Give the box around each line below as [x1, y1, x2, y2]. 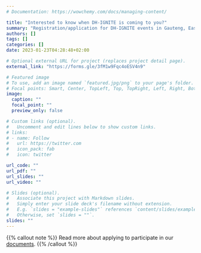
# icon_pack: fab [6, 146, 55, 152]
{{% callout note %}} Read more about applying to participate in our [6, 234, 173, 241]
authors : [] [6, 30, 36, 36]
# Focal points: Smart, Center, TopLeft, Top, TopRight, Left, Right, [6, 85, 186, 91]
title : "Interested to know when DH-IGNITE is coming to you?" [6, 19, 167, 26]
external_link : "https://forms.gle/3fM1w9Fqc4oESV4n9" [6, 63, 146, 69]
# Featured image [6, 74, 50, 81]
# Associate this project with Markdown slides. [6, 195, 135, 202]
